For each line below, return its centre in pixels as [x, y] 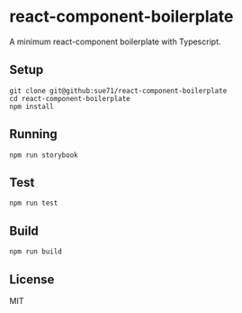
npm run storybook [44, 155]
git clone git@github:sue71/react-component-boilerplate [118, 91]
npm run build [36, 252]
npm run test [34, 203]
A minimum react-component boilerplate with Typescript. [115, 41]
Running [34, 134]
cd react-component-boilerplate [70, 98]
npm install [31, 106]
